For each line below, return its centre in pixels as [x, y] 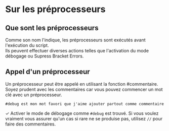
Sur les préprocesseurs [55, 9]
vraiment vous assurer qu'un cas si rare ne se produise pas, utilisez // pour [84, 118]
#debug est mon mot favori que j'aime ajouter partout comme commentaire [85, 104]
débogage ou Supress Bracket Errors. [45, 56]
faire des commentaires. [31, 124]
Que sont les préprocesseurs [52, 28]
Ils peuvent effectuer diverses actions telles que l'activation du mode [77, 51]
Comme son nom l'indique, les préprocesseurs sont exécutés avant [75, 40]
